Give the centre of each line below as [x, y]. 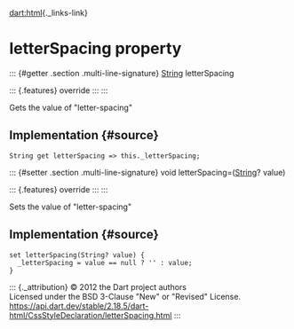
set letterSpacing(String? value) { [77, 255]
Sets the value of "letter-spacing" [70, 207]
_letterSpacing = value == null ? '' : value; [105, 262]
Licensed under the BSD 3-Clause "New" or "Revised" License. [125, 296]
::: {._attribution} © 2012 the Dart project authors [98, 286]
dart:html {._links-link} [49, 13]
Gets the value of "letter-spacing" [71, 107]
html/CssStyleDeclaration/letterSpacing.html [91, 315]
